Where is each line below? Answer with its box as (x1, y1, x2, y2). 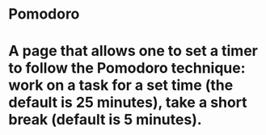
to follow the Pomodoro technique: (8, 59, 246, 78)
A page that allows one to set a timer (8, 42, 259, 61)
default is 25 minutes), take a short (8, 94, 248, 112)
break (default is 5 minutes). (8, 111, 202, 129)
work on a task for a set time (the (8, 76, 234, 95)
